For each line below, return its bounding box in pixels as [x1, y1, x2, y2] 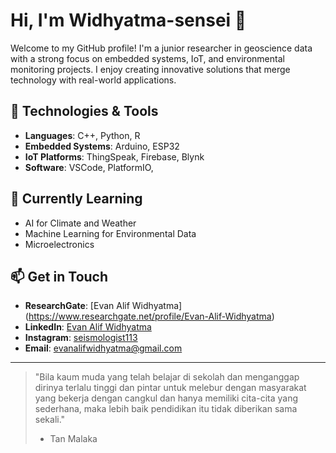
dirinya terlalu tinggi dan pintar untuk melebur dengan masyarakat [34, 382, 307, 394]
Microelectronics [24, 238, 95, 250]
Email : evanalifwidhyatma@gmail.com [24, 342, 183, 354]
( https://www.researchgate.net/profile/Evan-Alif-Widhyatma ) [24, 310, 275, 323]
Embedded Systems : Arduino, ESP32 [24, 140, 180, 152]
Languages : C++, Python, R [24, 129, 141, 141]
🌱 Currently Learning [10, 190, 143, 208]
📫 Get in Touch [10, 268, 109, 285]
